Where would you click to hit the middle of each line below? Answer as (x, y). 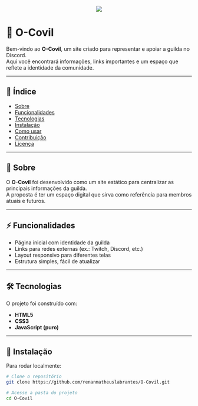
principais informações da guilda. (47, 188)
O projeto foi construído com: (42, 303)
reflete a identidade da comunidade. (50, 67)
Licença (24, 143)
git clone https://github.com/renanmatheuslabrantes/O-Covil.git (88, 382)
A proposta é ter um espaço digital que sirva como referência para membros (99, 194)
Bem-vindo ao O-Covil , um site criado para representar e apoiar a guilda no (98, 49)
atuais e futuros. (26, 201)
